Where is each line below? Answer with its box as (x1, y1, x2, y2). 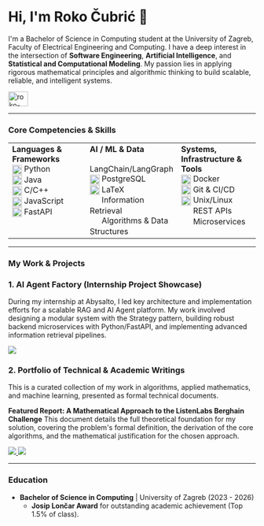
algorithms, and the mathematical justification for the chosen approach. (8, 432, 240, 441)
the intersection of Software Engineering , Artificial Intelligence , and (8, 50, 232, 60)
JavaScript (24, 195, 64, 206)
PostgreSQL (101, 173, 147, 184)
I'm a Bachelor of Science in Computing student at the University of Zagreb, (8, 34, 254, 43)
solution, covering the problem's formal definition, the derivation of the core (8, 423, 254, 432)
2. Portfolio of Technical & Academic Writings (8, 365, 185, 376)
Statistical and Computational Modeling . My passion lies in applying (8, 59, 233, 69)
